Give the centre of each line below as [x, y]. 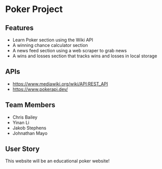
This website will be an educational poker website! [57, 161]
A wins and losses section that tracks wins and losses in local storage [85, 56]
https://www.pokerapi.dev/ [40, 89]
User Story [22, 149]
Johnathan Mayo [30, 133]
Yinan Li [21, 122]
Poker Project [34, 9]
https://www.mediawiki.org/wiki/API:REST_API [60, 83]
